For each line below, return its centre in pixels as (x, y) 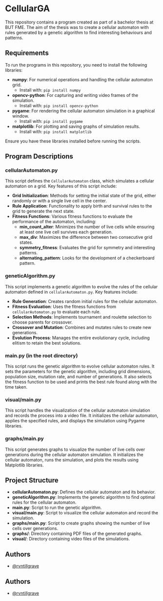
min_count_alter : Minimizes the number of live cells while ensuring (87, 227)
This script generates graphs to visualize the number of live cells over (75, 449)
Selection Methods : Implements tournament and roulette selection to (82, 317)
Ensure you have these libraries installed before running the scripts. (73, 141)
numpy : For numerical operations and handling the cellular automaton (82, 79)
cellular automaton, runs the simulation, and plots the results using (72, 460)
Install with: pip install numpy (50, 90)
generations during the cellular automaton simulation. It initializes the (74, 454)
